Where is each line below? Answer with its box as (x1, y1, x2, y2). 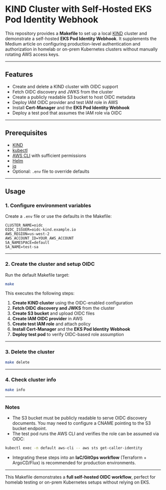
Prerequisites (5, 129, 47, 137)
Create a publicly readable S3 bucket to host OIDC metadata (12, 94, 136, 100)
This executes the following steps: (5, 291, 75, 296)
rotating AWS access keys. (5, 51, 60, 57)
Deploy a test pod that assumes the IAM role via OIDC (12, 110, 122, 116)
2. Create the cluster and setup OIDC (5, 261, 95, 268)
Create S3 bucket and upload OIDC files (12, 310, 95, 316)
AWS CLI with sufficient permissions (12, 152, 86, 158)
